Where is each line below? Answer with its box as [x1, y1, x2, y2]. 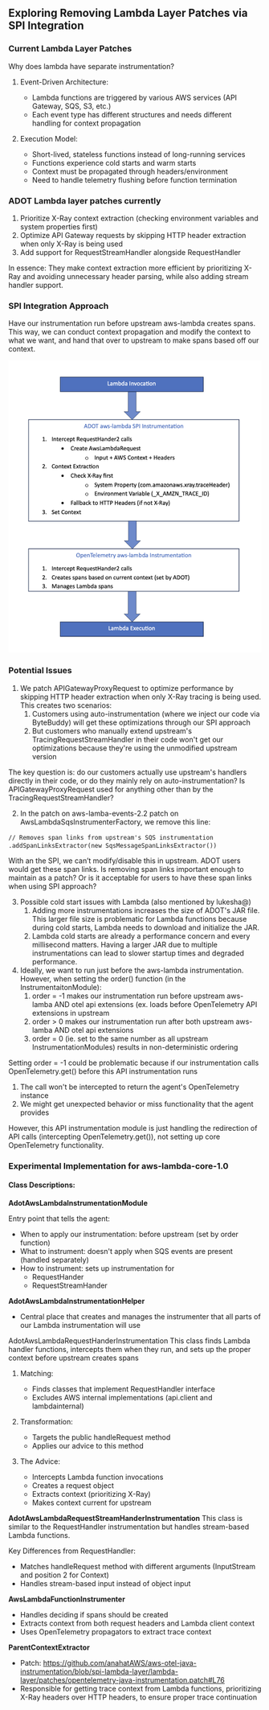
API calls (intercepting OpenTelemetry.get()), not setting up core [8, 1132, 221, 1141]
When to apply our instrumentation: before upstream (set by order [19, 1229, 239, 1239]
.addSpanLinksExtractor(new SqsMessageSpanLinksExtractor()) [8, 841, 218, 849]
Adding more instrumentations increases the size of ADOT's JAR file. [31, 905, 260, 915]
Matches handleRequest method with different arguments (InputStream [19, 1561, 256, 1571]
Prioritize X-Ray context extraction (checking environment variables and [19, 213, 259, 223]
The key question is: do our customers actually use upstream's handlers [8, 767, 247, 777]
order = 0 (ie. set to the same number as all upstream [31, 1034, 209, 1043]
